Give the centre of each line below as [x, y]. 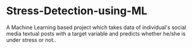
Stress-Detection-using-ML [77, 11]
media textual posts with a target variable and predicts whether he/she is [96, 33]
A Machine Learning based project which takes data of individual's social [96, 27]
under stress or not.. [31, 40]
